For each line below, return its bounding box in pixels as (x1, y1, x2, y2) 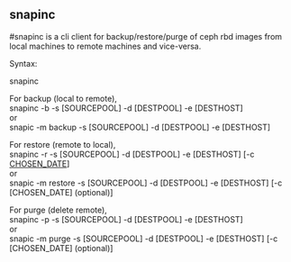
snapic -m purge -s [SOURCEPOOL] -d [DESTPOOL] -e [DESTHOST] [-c (9, 233, 278, 244)
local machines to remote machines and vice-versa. (9, 41, 202, 51)
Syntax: (9, 58, 38, 68)
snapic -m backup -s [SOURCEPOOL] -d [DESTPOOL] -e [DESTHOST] (9, 122, 271, 132)
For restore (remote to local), (9, 139, 116, 149)
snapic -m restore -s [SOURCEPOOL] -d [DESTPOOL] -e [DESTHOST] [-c (9, 177, 283, 188)
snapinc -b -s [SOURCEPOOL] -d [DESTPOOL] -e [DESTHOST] (9, 103, 243, 113)
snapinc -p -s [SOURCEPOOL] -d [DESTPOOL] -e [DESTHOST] (9, 213, 243, 224)
